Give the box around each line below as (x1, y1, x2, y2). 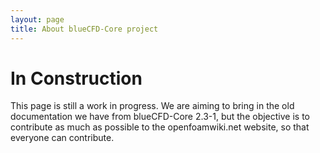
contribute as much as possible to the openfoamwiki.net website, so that (10, 121, 310, 133)
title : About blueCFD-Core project (10, 24, 159, 34)
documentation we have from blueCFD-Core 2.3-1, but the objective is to (10, 111, 310, 123)
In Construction (10, 67, 143, 90)
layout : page (10, 14, 65, 25)
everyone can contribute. (10, 132, 115, 144)
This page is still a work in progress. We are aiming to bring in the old (10, 100, 295, 112)
